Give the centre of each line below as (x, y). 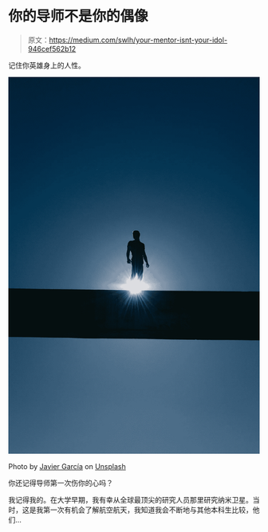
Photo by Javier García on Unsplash (67, 466)
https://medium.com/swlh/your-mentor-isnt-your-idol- (138, 40)
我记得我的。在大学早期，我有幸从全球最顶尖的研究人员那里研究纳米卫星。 (130, 499)
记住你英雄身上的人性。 (47, 65)
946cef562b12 (52, 49)
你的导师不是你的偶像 (79, 16)
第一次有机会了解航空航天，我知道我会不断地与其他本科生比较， (148, 510)
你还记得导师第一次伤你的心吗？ (61, 483)
